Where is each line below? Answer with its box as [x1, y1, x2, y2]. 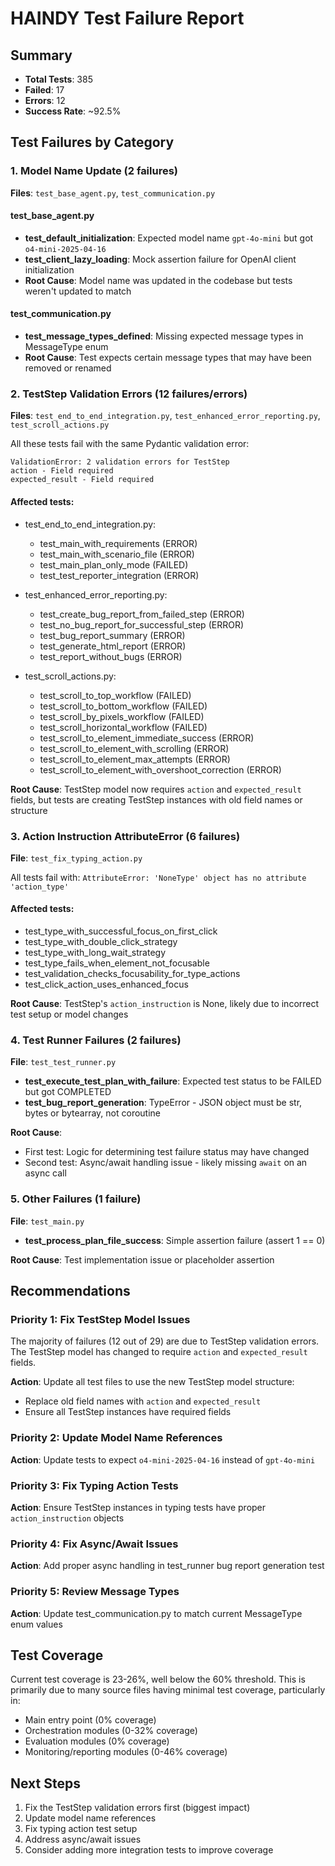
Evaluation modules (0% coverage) [24, 1735, 170, 1747]
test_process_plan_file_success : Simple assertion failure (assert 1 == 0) [24, 1234, 326, 1246]
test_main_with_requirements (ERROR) [39, 537, 198, 549]
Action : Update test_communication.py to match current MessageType [10, 1607, 303, 1619]
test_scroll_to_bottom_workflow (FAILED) [39, 700, 208, 712]
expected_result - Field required [10, 475, 155, 485]
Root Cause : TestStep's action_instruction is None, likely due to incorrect [10, 998, 320, 1010]
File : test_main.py [10, 1215, 85, 1227]
